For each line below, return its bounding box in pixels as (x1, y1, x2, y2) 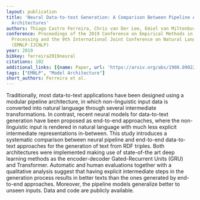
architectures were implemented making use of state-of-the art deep (6, 149, 175, 156)
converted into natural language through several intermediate (6, 104, 157, 112)
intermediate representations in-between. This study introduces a (6, 130, 167, 137)
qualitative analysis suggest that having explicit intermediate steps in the (6, 168, 185, 175)
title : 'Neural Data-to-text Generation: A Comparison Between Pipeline (6, 14, 190, 20)
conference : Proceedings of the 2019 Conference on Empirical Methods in (6, 31, 193, 37)
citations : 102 (6, 59, 44, 64)
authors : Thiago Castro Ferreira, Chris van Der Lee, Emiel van (6, 25, 169, 32)
